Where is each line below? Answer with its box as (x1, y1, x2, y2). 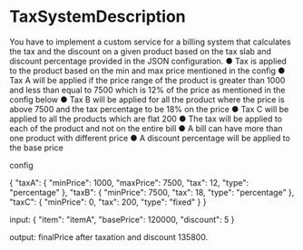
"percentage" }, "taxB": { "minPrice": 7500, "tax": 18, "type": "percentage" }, (9, 187, 295, 197)
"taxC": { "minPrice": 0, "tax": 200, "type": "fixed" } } (9, 197, 207, 207)
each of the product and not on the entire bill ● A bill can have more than (9, 122, 283, 133)
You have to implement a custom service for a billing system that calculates (9, 36, 292, 47)
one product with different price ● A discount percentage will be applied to (9, 132, 290, 143)
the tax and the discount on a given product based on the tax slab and (9, 45, 272, 56)
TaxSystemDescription (9, 6, 186, 27)
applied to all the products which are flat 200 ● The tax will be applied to (9, 113, 283, 124)
